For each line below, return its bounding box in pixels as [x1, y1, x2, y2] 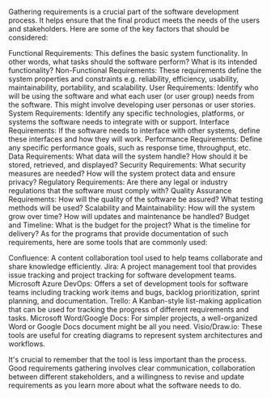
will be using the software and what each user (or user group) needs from [8, 91, 255, 100]
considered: [8, 32, 49, 42]
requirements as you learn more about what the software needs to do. [8, 380, 242, 390]
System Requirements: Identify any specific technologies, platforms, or [8, 108, 245, 118]
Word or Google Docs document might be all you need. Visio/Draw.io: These [8, 322, 263, 331]
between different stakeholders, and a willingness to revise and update [8, 372, 245, 381]
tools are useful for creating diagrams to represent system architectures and [8, 331, 263, 340]
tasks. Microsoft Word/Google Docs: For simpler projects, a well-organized [8, 313, 257, 323]
